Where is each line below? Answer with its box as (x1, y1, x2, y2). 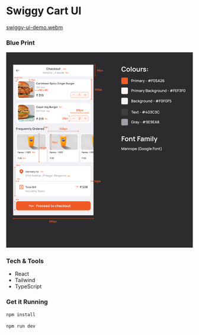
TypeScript (14, 283, 42, 290)
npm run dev (6, 323, 36, 330)
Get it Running (6, 298, 49, 306)
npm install (6, 312, 36, 318)
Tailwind (14, 277, 36, 284)
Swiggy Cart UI (6, 4, 82, 18)
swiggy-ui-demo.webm (6, 24, 63, 31)
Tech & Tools (6, 257, 44, 265)
